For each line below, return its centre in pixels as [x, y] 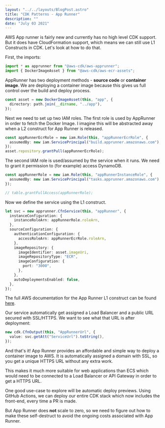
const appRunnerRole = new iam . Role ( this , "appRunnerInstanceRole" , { [79, 175]
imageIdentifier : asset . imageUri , [54, 252]
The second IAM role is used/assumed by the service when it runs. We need [82, 160]
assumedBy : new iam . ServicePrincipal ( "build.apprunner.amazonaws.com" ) [84, 142]
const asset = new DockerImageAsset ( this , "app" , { [59, 100]
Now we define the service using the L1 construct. [56, 202]
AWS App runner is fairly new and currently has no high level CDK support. [81, 37]
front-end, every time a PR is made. [41, 401]
